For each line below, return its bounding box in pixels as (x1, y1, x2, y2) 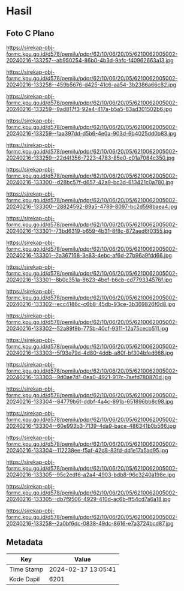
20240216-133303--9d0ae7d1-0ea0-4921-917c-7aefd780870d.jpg (6, 374, 171, 380)
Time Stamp (9, 565, 44, 574)
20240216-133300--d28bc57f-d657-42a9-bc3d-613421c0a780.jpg (6, 179, 174, 185)
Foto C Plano (6, 28, 55, 38)
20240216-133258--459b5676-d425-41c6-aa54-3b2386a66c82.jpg (6, 81, 177, 88)
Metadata (6, 537, 43, 547)
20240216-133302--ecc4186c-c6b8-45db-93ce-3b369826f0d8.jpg (6, 301, 176, 307)
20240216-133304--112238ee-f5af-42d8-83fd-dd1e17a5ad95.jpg (6, 447, 169, 454)
